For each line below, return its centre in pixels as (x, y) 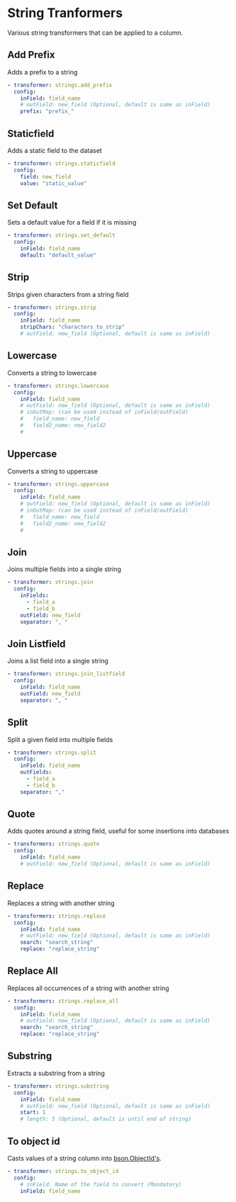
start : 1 (33, 1113)
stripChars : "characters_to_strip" (73, 327)
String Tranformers (65, 13)
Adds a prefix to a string (43, 72)
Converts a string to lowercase (52, 373)
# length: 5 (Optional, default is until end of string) (106, 1119)
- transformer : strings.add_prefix (60, 85)
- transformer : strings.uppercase (58, 484)
